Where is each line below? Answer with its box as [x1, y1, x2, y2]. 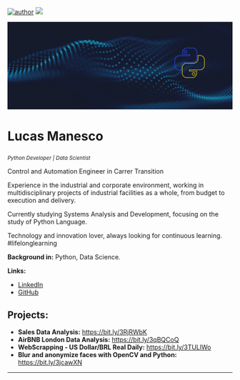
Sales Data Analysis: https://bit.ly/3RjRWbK [17, 327, 148, 336]
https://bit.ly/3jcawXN [17, 358, 83, 366]
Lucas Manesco [7, 128, 104, 144]
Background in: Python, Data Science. [7, 253, 121, 261]
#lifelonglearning [7, 239, 57, 248]
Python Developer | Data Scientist [7, 154, 91, 162]
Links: [7, 266, 26, 275]
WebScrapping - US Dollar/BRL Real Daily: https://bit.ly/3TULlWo [17, 343, 211, 351]
